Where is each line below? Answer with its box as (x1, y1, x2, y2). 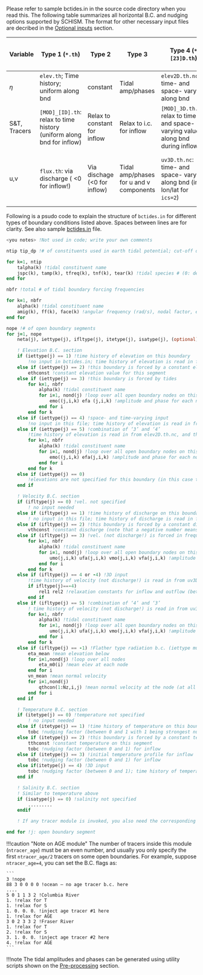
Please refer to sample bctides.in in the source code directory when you (6, 5, 186, 12)
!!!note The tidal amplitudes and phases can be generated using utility (6, 956, 180, 963)
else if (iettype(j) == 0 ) (17, 471, 85, 477)
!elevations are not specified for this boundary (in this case (28, 477, 193, 483)
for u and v (120, 178, 150, 186)
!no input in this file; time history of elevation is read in (28, 420, 190, 427)
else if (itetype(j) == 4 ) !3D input (17, 763, 110, 769)
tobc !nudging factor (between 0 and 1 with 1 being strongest (28, 729, 190, 735)
